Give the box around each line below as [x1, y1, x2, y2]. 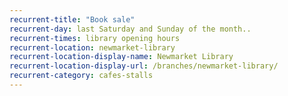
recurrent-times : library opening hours [9, 33, 181, 43]
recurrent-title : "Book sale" [9, 14, 136, 25]
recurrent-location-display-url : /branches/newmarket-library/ [9, 61, 279, 71]
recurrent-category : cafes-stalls [9, 71, 154, 81]
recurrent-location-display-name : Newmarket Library [9, 52, 234, 62]
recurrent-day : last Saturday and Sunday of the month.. [9, 24, 252, 34]
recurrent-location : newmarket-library [9, 42, 176, 53]
